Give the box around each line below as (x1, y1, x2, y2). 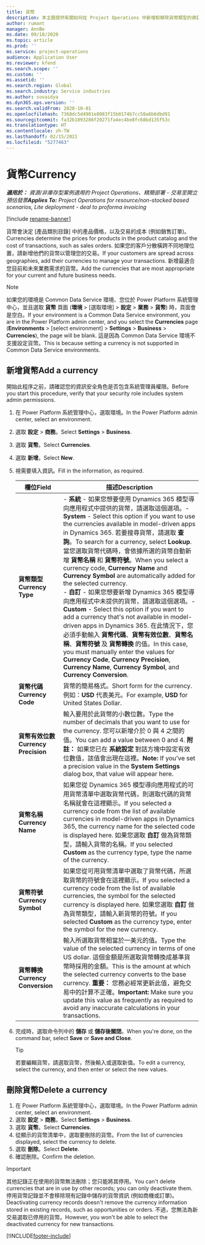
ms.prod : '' (6, 43, 37, 49)
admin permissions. (6, 396, 56, 403)
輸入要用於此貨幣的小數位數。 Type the (63, 710, 174, 718)
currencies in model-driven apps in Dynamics (63, 815, 195, 823)
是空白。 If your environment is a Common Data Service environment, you (6, 311, 191, 318)
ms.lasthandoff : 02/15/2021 (6, 134, 78, 140)
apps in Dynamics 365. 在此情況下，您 (82, 621, 193, 630)
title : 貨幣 (6, 9, 35, 15)
